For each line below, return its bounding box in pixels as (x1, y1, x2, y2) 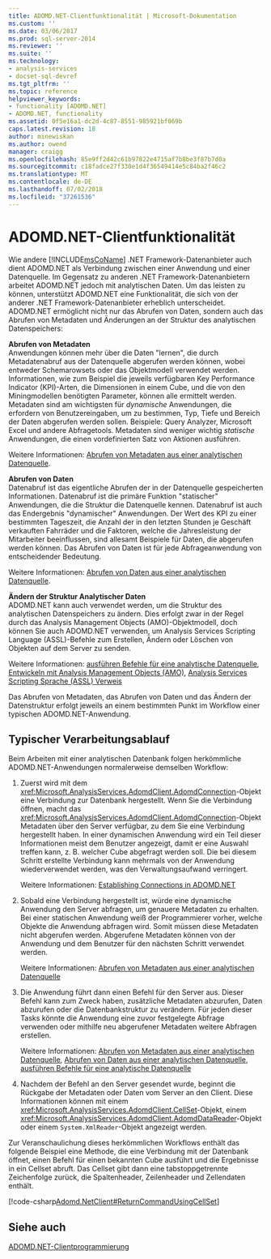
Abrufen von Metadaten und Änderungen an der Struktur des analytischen (8, 315, 256, 324)
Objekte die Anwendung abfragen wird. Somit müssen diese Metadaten (19, 922, 259, 931)
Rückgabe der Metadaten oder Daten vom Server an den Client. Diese (19, 1088, 253, 1098)
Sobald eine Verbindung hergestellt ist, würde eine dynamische (19, 896, 232, 906)
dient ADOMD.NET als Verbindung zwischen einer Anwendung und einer (8, 263, 251, 272)
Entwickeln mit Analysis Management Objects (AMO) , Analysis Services (8, 667, 248, 677)
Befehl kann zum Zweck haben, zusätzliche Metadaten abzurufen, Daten (19, 996, 263, 1006)
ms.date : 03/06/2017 (8, 27, 78, 35)
